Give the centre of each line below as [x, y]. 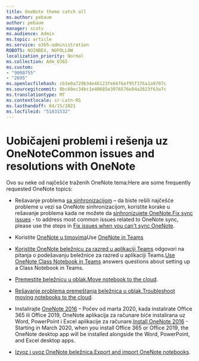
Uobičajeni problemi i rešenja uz [87, 141]
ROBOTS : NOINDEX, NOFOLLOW [40, 51]
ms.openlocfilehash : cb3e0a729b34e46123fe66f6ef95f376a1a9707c [86, 84]
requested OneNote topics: [39, 189]
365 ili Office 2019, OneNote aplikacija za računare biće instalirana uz [100, 315]
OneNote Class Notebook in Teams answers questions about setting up [102, 262]
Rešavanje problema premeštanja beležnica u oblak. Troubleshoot [95, 291]
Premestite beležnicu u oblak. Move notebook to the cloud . [86, 279]
